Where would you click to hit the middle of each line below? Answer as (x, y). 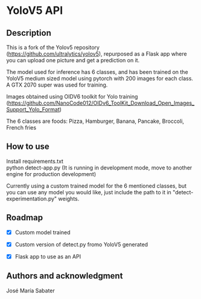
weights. (69, 199)
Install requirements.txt (35, 161)
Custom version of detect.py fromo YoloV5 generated (81, 244)
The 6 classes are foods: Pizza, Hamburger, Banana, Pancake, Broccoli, (95, 121)
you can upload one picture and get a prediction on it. (73, 60)
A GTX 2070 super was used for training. (57, 85)
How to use (28, 147)
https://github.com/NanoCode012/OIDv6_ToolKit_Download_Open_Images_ (101, 103)
